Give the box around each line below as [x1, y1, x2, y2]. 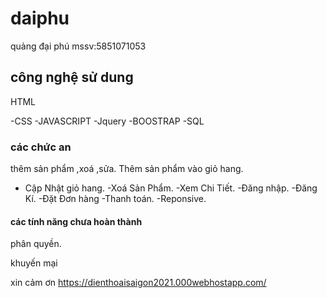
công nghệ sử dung [10, 69, 134, 86]
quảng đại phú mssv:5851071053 [10, 40, 147, 52]
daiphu [10, 7, 70, 30]
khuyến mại [10, 257, 58, 269]
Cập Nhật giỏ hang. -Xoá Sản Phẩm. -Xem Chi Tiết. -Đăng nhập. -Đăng [24, 182, 318, 194]
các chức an [10, 140, 72, 154]
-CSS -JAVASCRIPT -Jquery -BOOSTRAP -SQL [10, 115, 205, 127]
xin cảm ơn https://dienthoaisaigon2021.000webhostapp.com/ [10, 277, 267, 289]
